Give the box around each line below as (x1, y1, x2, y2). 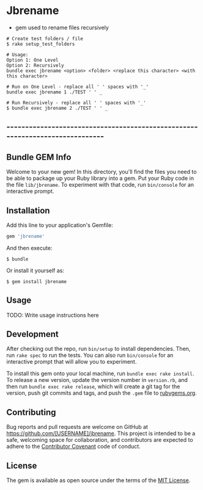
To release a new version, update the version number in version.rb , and (6, 377, 188, 384)
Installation (6, 205, 50, 215)
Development (6, 329, 59, 339)
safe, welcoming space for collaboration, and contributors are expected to (6, 436, 194, 444)
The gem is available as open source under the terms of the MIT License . (6, 477, 191, 484)
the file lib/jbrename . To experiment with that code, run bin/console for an (6, 181, 194, 189)
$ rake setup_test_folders (6, 41, 75, 47)
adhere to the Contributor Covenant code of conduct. (6, 443, 141, 450)
